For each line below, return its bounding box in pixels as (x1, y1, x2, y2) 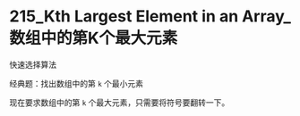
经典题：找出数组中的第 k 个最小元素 (9, 78, 144, 88)
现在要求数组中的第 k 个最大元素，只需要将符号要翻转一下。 (9, 96, 230, 108)
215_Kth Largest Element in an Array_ (9, 6, 291, 27)
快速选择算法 (9, 59, 56, 70)
